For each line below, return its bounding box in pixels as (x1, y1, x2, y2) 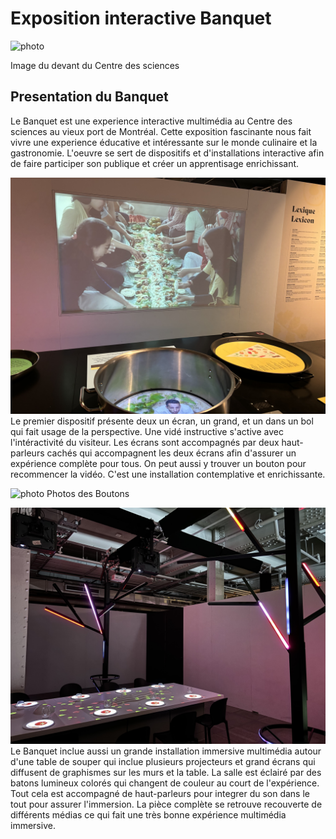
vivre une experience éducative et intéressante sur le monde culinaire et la (10, 136, 318, 148)
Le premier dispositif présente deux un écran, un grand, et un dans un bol (10, 415, 314, 427)
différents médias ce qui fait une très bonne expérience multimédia (10, 808, 287, 821)
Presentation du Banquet (10, 88, 169, 106)
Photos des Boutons (46, 487, 130, 499)
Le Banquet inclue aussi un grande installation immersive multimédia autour (10, 745, 322, 757)
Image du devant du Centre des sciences (10, 59, 180, 71)
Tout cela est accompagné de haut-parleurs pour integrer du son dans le (10, 787, 311, 799)
